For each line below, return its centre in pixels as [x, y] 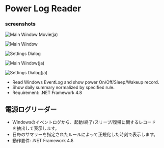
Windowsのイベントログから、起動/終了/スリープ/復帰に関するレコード [84, 122]
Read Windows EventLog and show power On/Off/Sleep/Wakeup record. [86, 82]
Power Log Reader [43, 9]
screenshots [20, 24]
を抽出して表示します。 [36, 128]
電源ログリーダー [31, 109]
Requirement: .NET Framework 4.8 [47, 93]
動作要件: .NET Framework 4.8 [43, 141]
